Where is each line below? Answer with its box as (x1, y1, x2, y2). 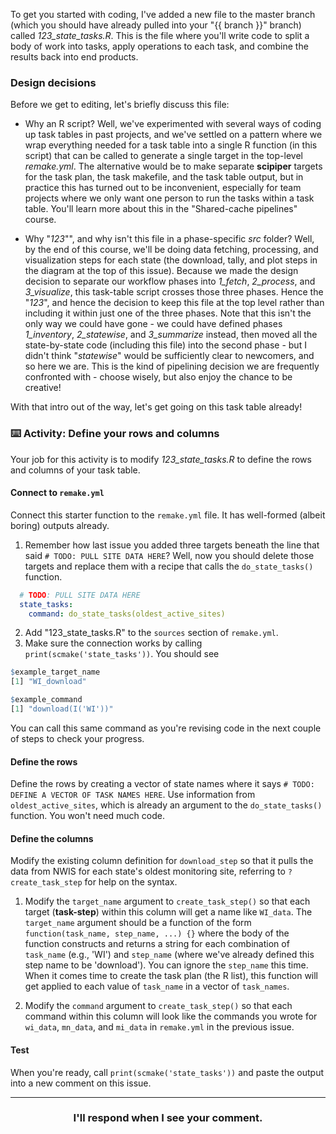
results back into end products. (10, 51, 139, 63)
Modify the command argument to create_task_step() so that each (24, 1000, 293, 1012)
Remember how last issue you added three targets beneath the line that (24, 539, 320, 551)
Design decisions (10, 75, 97, 89)
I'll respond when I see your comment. (73, 1111, 263, 1125)
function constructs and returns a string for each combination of (24, 938, 290, 950)
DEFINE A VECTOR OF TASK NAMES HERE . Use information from (10, 789, 256, 801)
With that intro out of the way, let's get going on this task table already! (10, 401, 303, 413)
